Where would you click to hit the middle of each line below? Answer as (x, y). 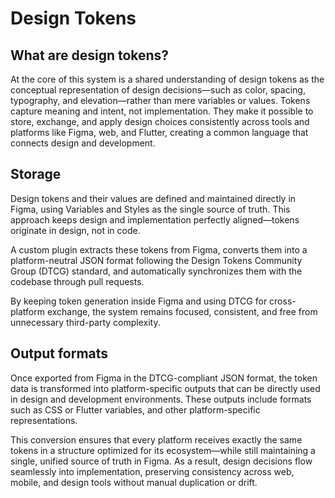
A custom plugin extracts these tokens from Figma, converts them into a (159, 249)
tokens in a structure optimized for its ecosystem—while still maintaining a (163, 450)
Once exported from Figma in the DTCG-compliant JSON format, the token (164, 378)
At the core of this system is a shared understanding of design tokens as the (167, 79)
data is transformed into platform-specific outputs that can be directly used (165, 388)
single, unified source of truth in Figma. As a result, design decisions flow (161, 461)
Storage (36, 174)
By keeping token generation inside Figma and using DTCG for (139, 301)
